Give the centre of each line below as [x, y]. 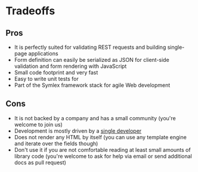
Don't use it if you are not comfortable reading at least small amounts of [103, 149]
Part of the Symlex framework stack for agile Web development [92, 85]
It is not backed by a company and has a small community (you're [95, 118]
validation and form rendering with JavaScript [70, 66]
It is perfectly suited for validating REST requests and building [90, 47]
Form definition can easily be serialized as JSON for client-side [92, 60]
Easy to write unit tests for [46, 79]
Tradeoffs [30, 11]
